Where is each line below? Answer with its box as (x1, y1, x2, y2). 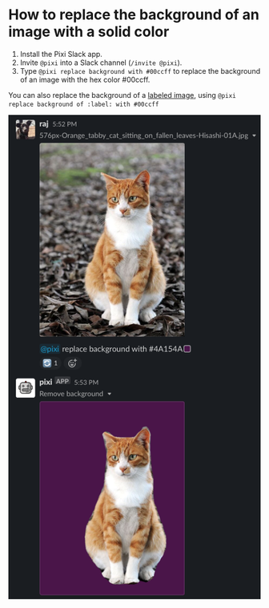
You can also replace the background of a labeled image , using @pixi (8, 90, 236, 99)
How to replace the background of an (8, 6, 260, 24)
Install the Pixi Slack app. (19, 49, 102, 59)
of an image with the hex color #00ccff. (19, 75, 151, 84)
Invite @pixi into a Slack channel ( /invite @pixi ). (19, 58, 183, 67)
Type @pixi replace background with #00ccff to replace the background (19, 66, 261, 75)
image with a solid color (8, 22, 170, 41)
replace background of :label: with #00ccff (8, 100, 159, 108)
